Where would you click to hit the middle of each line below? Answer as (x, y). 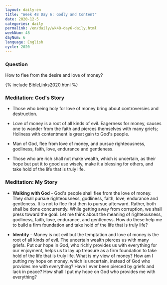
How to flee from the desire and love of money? (54, 75)
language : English (24, 42)
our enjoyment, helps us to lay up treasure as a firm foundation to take (84, 250)
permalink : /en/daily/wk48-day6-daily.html (51, 28)
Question (17, 64)
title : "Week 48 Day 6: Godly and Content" (51, 14)
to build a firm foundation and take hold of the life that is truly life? (80, 225)
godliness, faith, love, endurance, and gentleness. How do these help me (87, 219)
